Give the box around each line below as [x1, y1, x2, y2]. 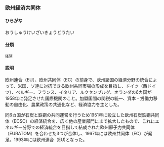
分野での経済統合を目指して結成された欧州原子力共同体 [22, 124, 135, 130]
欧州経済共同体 [5, 4, 41, 11]
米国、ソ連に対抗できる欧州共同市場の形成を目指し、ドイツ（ [17, 83, 143, 89]
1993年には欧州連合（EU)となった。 [13, 137, 87, 143]
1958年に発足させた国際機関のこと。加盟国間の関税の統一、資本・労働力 [5, 95, 154, 101]
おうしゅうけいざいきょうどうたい [5, 30, 75, 36]
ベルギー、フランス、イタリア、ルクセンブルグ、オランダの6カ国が [15, 89, 152, 95]
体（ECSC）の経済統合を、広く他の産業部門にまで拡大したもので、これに [5, 118, 156, 124]
